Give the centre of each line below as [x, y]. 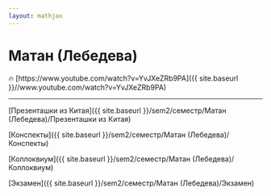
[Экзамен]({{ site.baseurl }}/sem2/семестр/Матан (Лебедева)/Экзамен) [131, 183]
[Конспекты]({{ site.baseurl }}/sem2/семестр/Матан [97, 135]
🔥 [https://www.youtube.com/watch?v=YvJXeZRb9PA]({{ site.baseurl [123, 78]
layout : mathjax [35, 16]
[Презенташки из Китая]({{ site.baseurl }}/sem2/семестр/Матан [117, 111]
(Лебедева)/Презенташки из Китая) [70, 119]
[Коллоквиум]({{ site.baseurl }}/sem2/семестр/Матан [100, 159]
